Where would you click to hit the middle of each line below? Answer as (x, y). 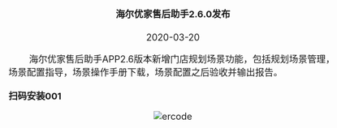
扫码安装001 (35, 96)
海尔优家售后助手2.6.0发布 (173, 14)
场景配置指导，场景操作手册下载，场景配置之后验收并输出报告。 (145, 73)
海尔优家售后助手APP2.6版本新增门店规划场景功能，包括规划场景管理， (182, 60)
